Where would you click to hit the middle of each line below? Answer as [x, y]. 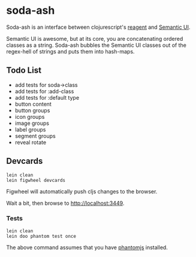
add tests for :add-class [44, 91]
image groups [32, 123]
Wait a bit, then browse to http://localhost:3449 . [65, 203]
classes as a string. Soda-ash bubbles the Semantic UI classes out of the [97, 45]
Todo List [24, 71]
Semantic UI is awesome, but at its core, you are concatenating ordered [95, 38]
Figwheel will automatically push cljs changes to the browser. [82, 191]
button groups [32, 110]
